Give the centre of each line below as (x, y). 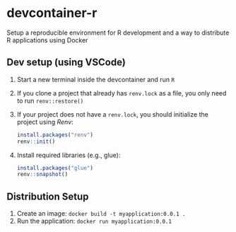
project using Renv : (45, 122)
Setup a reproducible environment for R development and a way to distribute (118, 33)
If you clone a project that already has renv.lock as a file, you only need (122, 93)
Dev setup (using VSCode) (66, 63)
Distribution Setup (48, 196)
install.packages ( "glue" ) (55, 168)
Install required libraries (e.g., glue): (69, 155)
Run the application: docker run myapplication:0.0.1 (94, 221)
